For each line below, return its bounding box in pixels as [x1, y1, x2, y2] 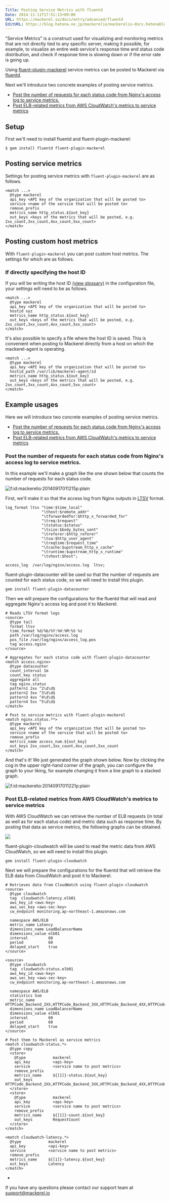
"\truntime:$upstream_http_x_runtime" [41, 550, 123, 555]
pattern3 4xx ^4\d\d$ [10, 695, 56, 700]
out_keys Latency [10, 1162, 65, 1167]
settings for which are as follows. [5, 256, 74, 262]
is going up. [5, 57, 30, 63]
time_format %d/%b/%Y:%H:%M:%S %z [10, 629, 82, 634]
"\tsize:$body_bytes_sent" [41, 527, 99, 532]
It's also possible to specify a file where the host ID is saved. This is [5, 335, 146, 341]
